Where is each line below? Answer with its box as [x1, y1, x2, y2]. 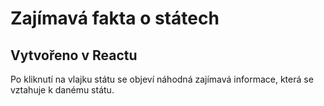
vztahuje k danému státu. [10, 84, 115, 96]
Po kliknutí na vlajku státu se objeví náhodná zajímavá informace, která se [10, 73, 314, 85]
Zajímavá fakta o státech [10, 7, 220, 30]
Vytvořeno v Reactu [10, 47, 138, 64]
